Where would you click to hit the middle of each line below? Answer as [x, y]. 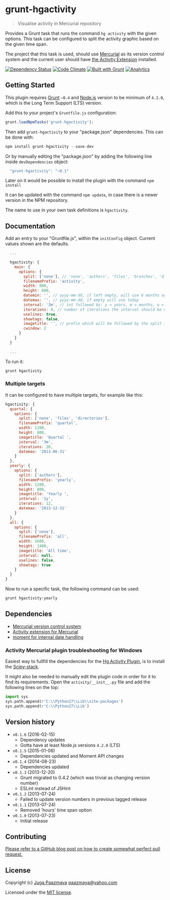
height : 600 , [37, 291]
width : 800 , [36, 286]
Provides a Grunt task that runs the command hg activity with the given [81, 33]
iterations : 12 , [36, 504]
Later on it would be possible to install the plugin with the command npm [80, 181]
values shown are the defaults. [37, 244]
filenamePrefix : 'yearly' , [47, 480]
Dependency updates [42, 740]
